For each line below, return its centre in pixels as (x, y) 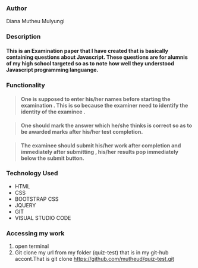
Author (17, 8)
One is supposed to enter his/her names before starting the (95, 99)
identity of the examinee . (53, 112)
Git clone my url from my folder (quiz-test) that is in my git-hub (92, 253)
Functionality (26, 85)
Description (23, 37)
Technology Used (32, 174)
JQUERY (25, 205)
